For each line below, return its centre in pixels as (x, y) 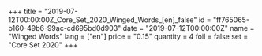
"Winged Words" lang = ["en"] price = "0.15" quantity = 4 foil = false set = (128, 36)
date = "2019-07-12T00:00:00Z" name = (189, 28)
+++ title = (26, 11)
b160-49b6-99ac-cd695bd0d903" (65, 28)
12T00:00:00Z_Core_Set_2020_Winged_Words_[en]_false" (103, 20)
